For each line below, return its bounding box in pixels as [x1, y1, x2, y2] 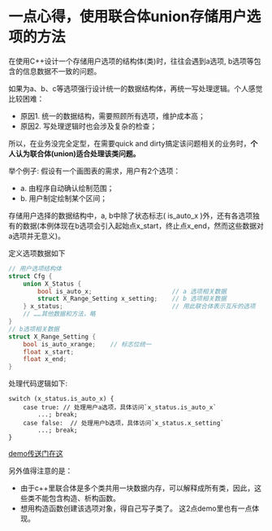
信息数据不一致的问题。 [22, 66, 101, 76]
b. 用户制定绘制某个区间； [19, 193, 108, 203]
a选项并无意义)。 [8, 231, 65, 241]
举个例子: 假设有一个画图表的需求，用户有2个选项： [8, 166, 181, 176]
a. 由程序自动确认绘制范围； [19, 183, 114, 193]
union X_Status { [23, 280, 82, 288]
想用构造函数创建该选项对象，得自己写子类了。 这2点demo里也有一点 [19, 503, 253, 513]
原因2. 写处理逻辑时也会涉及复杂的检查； [19, 121, 158, 131]
